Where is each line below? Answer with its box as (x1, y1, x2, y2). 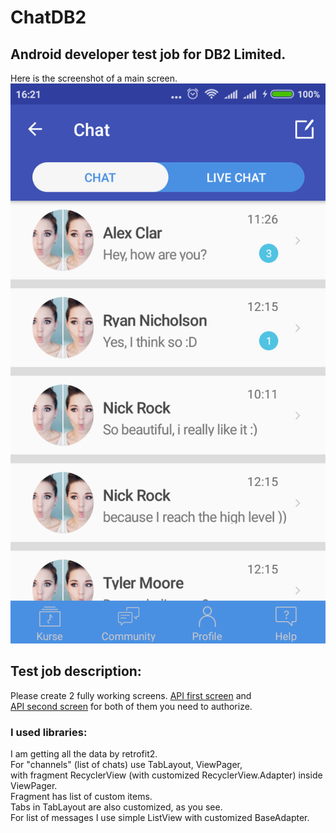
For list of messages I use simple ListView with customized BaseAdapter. (10, 812, 310, 824)
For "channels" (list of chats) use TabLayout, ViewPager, (10, 759, 243, 771)
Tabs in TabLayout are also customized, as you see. (10, 801, 223, 813)
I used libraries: (10, 725, 88, 739)
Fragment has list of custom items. (10, 791, 153, 803)
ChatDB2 (10, 6, 87, 29)
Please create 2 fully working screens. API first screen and (10, 689, 252, 701)
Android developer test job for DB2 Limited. (10, 46, 287, 63)
